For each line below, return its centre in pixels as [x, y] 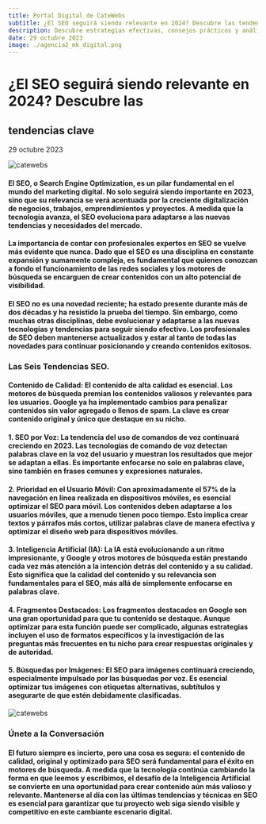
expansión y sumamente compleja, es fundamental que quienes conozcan [133, 260]
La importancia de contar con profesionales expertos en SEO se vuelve [127, 244]
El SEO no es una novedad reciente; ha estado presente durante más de [128, 303]
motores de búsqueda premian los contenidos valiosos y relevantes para [130, 394]
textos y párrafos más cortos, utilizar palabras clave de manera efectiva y [132, 523]
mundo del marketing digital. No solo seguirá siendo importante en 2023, [131, 191]
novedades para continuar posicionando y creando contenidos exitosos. [130, 345]
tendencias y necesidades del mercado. [75, 225]
